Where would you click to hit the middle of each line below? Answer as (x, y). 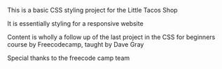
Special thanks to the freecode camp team (69, 58)
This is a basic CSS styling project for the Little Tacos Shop (92, 10)
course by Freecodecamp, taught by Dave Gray (76, 44)
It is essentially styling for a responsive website (75, 23)
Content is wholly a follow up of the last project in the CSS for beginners (111, 37)
